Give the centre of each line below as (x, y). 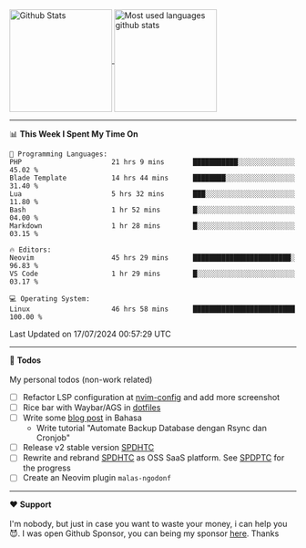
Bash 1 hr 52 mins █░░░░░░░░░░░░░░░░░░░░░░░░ (153, 210)
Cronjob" (53, 438)
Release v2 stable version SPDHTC (88, 448)
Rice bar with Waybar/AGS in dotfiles (92, 408)
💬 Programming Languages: (58, 154)
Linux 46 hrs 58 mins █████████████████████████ (153, 309)
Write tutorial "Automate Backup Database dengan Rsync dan (151, 429)
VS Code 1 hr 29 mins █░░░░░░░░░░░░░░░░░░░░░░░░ (153, 274)
